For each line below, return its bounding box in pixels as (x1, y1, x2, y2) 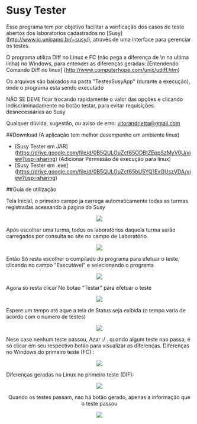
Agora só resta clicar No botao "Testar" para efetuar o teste (6, 284, 152, 291)
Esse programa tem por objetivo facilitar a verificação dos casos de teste (6, 23, 185, 30)
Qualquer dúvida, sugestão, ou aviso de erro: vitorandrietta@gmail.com (6, 119, 180, 126)
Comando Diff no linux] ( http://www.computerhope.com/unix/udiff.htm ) (6, 66, 180, 73)
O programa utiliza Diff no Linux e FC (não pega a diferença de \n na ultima (6, 53, 189, 61)
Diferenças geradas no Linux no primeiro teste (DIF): (6, 371, 134, 378)
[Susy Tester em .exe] (14, 162, 69, 169)
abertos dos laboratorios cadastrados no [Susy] (6, 29, 123, 36)
